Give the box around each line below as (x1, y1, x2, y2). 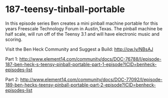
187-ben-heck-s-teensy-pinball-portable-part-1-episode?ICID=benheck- (5, 61, 157, 67)
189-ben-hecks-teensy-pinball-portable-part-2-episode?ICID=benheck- (5, 82, 156, 88)
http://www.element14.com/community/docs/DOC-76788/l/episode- (19, 56, 162, 62)
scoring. (5, 36, 23, 42)
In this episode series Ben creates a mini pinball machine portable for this (5, 20, 158, 26)
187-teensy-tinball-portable (5, 4, 125, 15)
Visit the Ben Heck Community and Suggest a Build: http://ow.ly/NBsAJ (5, 46, 153, 52)
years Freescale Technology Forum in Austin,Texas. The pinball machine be (5, 25, 163, 31)
